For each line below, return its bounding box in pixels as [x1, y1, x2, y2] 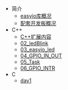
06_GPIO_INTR [20, 65, 55, 71]
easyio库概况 [20, 12, 52, 19]
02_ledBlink [20, 40, 48, 47]
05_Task [20, 58, 41, 65]
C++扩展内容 [20, 33, 52, 40]
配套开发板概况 [20, 20, 56, 26]
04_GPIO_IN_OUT [20, 52, 62, 59]
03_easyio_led [20, 46, 55, 53]
